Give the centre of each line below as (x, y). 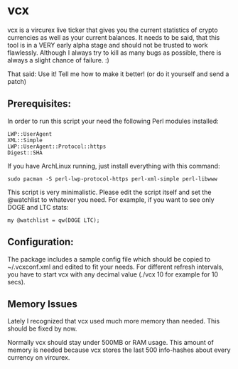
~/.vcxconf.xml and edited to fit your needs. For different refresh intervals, (115, 267)
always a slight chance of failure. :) (59, 60)
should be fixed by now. (42, 328)
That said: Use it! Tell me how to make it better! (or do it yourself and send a (118, 74)
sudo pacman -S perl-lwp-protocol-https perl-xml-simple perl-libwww (113, 179)
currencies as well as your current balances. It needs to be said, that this (114, 37)
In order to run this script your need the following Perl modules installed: (113, 121)
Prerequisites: (39, 104)
